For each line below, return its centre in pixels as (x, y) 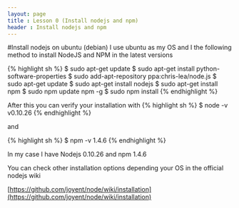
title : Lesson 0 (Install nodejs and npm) (73, 21)
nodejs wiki (24, 176)
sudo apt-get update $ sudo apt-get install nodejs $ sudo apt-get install (113, 84)
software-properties (37, 76)
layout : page (27, 14)
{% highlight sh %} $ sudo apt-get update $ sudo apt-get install (101, 69)
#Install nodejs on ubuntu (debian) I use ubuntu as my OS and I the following (119, 48)
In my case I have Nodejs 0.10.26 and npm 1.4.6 (77, 155)
